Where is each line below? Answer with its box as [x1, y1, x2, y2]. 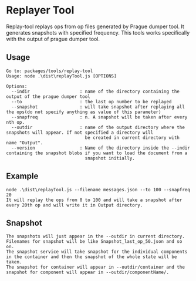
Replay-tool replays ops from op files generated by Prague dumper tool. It [6, 23, 185, 30]
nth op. [6, 119, 25, 125]
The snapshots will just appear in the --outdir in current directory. [6, 233, 185, 239]
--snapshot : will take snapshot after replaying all [11, 104, 185, 110]
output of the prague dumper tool [6, 93, 91, 100]
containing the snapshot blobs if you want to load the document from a [6, 150, 188, 156]
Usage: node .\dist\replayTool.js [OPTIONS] [6, 73, 117, 79]
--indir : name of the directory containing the [11, 89, 180, 94]
